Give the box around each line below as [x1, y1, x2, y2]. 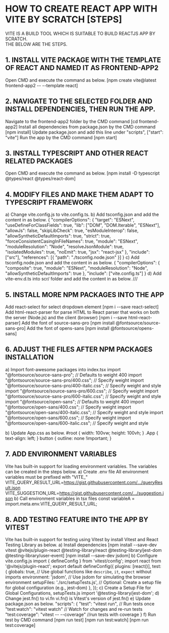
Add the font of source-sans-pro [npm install [21, 320, 115, 326]
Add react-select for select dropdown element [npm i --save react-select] [5, 304, 159, 310]
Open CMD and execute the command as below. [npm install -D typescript [5, 170, 160, 177]
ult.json [5, 485, 21, 491]
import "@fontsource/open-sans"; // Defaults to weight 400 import [5, 398, 144, 405]
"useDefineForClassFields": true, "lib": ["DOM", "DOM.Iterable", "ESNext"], [5, 222, 160, 228]
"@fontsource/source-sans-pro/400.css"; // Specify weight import [5, 377, 144, 383]
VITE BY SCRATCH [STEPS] [5, 14, 123, 25]
